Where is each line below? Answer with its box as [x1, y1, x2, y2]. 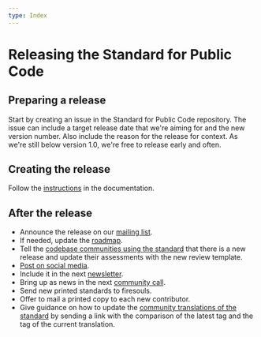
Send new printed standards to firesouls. [19, 286, 152, 296]
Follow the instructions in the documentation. [8, 183, 155, 193]
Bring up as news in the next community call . [19, 278, 166, 287]
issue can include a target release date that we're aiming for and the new [8, 123, 245, 133]
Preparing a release [8, 94, 106, 107]
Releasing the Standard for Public [8, 45, 233, 63]
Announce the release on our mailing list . [19, 227, 153, 237]
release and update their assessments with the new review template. [19, 253, 243, 262]
